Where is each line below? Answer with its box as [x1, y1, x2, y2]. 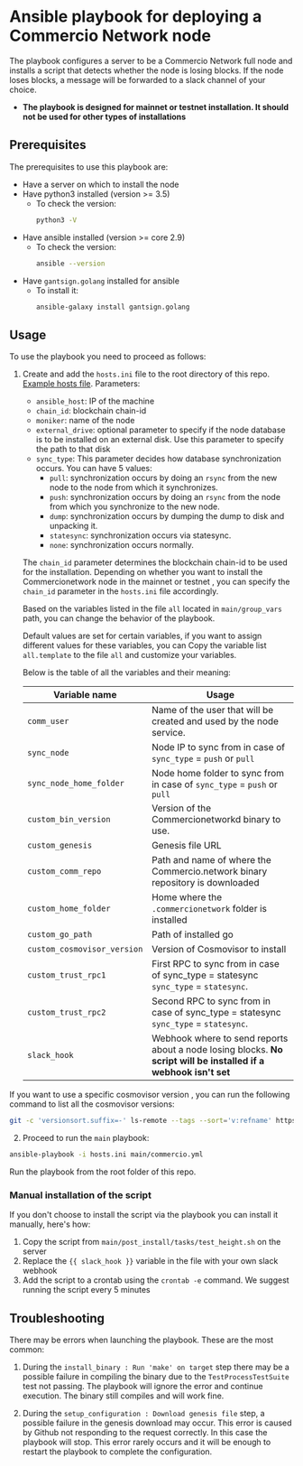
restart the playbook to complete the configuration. [22, 1446, 213, 1457]
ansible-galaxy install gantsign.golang [35, 302, 190, 311]
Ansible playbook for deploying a [9, 6, 262, 27]
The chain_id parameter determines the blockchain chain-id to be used [22, 557, 289, 568]
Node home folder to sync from [151, 767, 285, 780]
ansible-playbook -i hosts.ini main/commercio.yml [9, 1150, 204, 1159]
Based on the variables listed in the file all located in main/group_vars [22, 603, 282, 615]
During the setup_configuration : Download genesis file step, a [22, 1408, 265, 1419]
